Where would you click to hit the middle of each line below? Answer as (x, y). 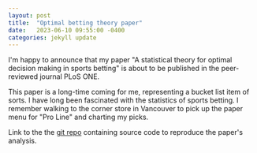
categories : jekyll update (52, 37)
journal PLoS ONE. (69, 76)
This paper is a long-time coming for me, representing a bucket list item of (129, 92)
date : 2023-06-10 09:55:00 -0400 (67, 30)
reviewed (23, 76)
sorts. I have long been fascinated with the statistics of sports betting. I (123, 100)
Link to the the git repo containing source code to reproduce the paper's (125, 132)
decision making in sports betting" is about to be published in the (114, 69)
